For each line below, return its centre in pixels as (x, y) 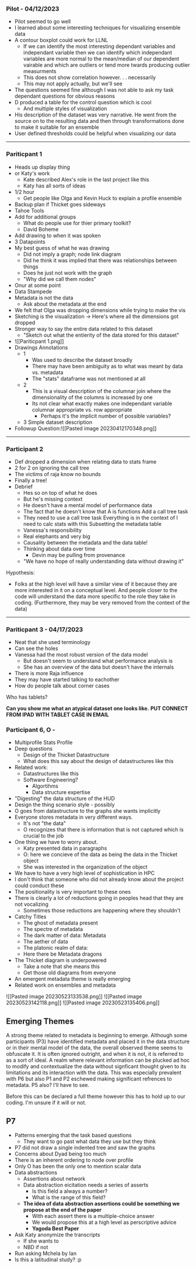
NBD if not (36, 1247)
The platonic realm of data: (56, 948)
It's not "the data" (44, 823)
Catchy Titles (30, 917)
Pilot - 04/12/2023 (33, 9)
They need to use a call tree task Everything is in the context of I (100, 518)
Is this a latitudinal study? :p (48, 1260)
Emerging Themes (40, 1021)
